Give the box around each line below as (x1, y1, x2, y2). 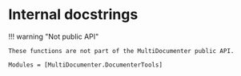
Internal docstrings (8, 6, 139, 24)
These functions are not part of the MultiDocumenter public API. (8, 47, 235, 55)
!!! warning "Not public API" (8, 32, 99, 41)
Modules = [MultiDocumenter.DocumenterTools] (8, 61, 163, 69)
